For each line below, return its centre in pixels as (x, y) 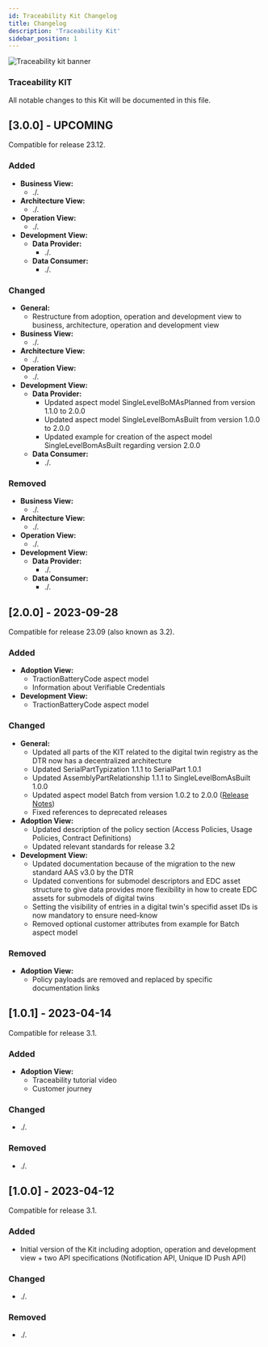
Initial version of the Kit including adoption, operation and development (138, 1249)
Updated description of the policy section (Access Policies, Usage (142, 829)
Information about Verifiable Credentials (98, 687)
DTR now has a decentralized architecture (102, 760)
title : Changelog (38, 23)
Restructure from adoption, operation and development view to (137, 316)
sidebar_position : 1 (43, 38)
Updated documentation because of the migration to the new (134, 864)
